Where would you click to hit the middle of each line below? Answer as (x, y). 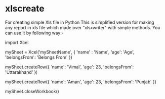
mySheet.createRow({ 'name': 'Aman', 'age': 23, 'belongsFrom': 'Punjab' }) (81, 82)
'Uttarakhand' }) (21, 72)
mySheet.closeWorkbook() (32, 91)
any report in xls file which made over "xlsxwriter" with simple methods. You (83, 27)
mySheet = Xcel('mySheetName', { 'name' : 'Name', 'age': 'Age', (70, 52)
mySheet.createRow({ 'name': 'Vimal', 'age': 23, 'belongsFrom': (70, 67)
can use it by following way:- (35, 33)
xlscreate (25, 9)
